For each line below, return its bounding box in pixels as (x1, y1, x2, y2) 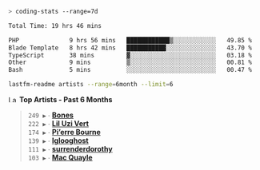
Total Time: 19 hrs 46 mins (8, 22, 102, 30)
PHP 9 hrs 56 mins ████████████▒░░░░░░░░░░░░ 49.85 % (8, 36, 252, 44)
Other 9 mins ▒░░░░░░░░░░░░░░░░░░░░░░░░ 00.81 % (8, 58, 252, 67)
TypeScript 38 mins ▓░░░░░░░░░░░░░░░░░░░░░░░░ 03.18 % (8, 51, 252, 59)
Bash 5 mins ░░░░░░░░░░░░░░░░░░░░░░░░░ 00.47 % (8, 66, 252, 74)
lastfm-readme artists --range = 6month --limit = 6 (8, 81, 174, 89)
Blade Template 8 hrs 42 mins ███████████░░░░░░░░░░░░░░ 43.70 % (8, 44, 252, 52)
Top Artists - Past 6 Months (18, 95, 113, 104)
